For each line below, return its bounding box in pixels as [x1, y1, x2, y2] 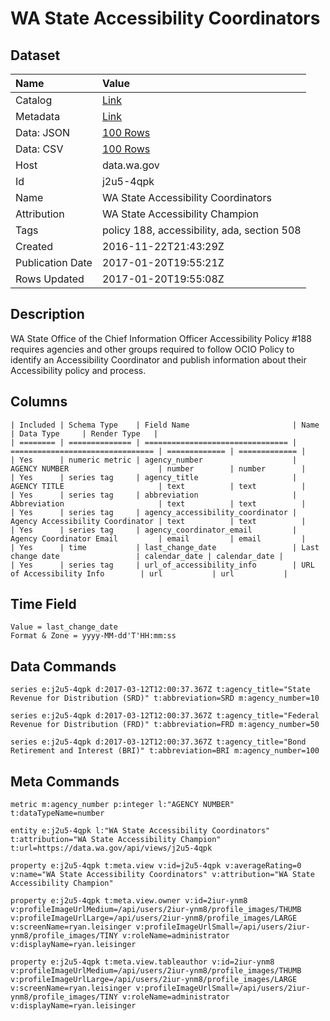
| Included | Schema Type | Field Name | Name [10, 420, 320, 430]
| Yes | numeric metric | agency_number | [10, 455, 298, 465]
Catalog [15, 93, 53, 107]
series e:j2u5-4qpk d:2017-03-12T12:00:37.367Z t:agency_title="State [10, 685, 311, 695]
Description [10, 306, 85, 323]
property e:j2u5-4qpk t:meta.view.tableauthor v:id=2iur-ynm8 [10, 957, 275, 967]
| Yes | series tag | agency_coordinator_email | [10, 525, 298, 535]
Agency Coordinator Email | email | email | [10, 533, 307, 544]
